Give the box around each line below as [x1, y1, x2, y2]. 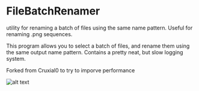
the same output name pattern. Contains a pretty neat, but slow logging [6, 48, 183, 55]
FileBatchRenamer [6, 4, 100, 18]
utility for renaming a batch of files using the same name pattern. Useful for [6, 24, 193, 31]
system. [6, 55, 26, 62]
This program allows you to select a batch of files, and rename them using [6, 42, 190, 49]
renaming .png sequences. [6, 30, 73, 37]
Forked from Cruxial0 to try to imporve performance [6, 66, 135, 74]
